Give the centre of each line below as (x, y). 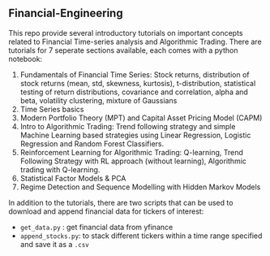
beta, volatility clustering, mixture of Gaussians (99, 100)
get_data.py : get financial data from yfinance (96, 227)
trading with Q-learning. (60, 169)
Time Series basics (52, 109)
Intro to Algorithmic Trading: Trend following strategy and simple (128, 126)
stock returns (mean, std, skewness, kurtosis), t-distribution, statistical (138, 83)
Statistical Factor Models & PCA (73, 178)
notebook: (26, 59)
